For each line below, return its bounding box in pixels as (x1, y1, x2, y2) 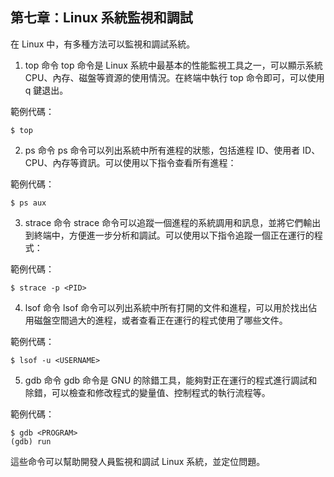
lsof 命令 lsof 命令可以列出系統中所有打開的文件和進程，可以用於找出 (24, 301, 309, 313)
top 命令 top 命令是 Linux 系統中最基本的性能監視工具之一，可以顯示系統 (24, 59, 323, 71)
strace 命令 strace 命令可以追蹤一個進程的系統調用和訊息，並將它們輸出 (24, 216, 322, 228)
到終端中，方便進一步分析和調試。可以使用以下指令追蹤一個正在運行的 (24, 229, 315, 241)
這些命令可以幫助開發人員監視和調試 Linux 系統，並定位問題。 (10, 455, 266, 467)
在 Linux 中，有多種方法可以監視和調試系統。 (10, 38, 196, 50)
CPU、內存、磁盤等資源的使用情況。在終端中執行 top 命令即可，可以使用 (24, 71, 325, 83)
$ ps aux (10, 198, 47, 208)
